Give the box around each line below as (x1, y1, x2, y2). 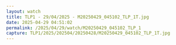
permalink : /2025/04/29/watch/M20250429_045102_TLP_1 (6, 25, 142, 31)
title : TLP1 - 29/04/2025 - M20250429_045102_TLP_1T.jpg (6, 14, 149, 20)
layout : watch (6, 8, 41, 15)
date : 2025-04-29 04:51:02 (6, 19, 73, 25)
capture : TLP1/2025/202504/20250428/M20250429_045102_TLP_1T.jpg (6, 30, 170, 36)
